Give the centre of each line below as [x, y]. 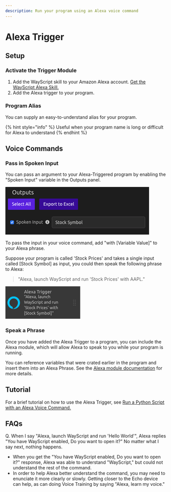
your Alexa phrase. [25, 248]
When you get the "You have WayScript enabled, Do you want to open [87, 457]
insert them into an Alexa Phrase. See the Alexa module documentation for [84, 368]
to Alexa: [15, 269]
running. [14, 353]
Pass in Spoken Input [32, 163]
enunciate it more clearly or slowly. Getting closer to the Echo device [85, 479]
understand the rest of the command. [52, 468]
